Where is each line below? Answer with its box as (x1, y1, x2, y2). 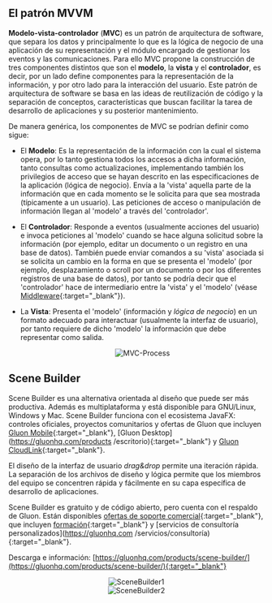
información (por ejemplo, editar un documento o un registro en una (19, 239, 248, 248)
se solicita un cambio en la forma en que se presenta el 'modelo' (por (19, 256, 253, 266)
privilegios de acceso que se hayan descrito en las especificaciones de (19, 171, 260, 181)
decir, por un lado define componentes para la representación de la (8, 71, 234, 80)
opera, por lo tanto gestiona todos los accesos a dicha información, (19, 154, 246, 164)
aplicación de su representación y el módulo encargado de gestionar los (8, 45, 250, 55)
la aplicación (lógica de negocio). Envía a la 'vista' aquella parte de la (19, 180, 252, 190)
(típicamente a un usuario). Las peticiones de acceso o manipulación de (19, 197, 261, 207)
